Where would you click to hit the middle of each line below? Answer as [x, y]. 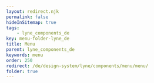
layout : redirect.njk [33, 11]
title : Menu [21, 44]
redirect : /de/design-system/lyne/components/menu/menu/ [77, 66]
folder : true [22, 71]
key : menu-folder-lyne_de [38, 39]
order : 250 [19, 60]
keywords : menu [25, 55]
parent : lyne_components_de [41, 50]
